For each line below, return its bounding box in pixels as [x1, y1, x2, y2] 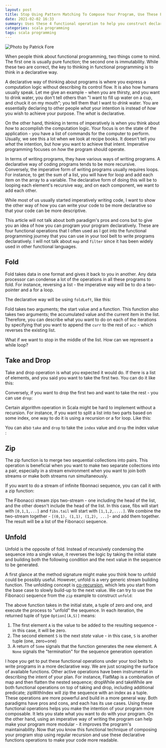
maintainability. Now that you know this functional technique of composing [5, 727, 157, 733]
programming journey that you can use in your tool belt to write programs [5, 233, 155, 239]
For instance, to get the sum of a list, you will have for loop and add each [5, 172, 153, 177]
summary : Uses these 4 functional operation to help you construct [5, 21, 147, 26]
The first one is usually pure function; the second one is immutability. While [5, 59, 159, 64]
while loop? [5, 342, 29, 348]
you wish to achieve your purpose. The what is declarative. [5, 110, 125, 116]
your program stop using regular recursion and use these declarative [5, 732, 145, 738]
